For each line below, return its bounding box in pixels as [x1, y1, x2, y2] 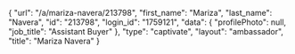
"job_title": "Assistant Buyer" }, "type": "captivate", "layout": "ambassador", [8, 27, 284, 36]
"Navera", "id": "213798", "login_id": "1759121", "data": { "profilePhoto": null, [8, 17, 287, 27]
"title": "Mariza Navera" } [8, 35, 100, 46]
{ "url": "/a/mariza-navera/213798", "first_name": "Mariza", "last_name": [8, 8, 273, 18]
